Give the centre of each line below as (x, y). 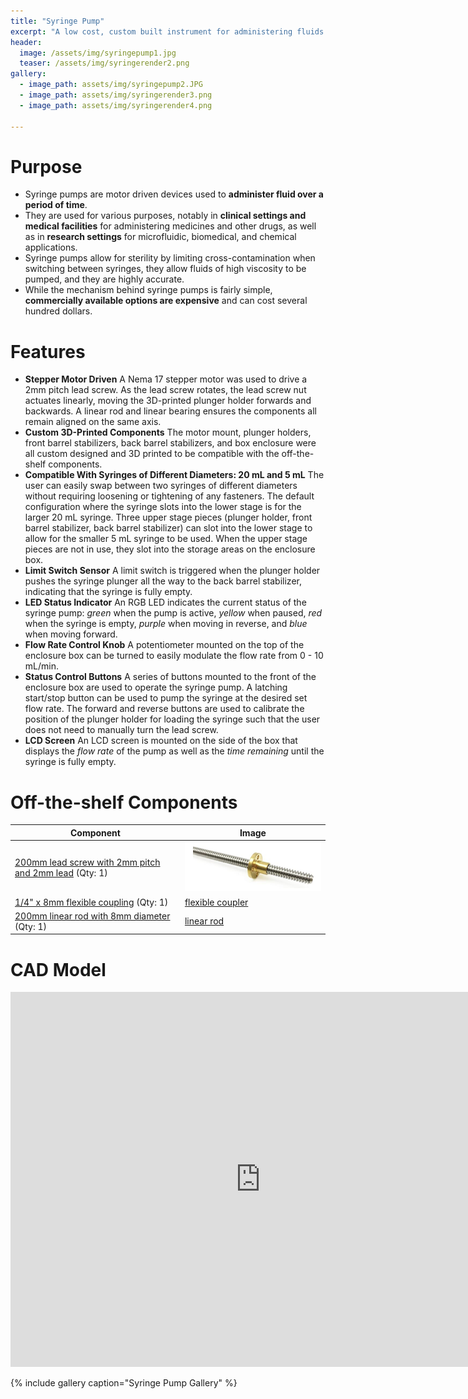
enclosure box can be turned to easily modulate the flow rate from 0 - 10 (174, 656)
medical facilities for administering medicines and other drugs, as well (170, 226)
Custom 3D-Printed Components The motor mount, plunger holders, (168, 432)
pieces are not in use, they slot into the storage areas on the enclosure (170, 549)
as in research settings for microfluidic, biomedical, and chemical (160, 237)
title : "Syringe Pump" (57, 21)
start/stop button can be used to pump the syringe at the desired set (166, 698)
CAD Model (58, 969)
